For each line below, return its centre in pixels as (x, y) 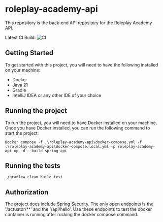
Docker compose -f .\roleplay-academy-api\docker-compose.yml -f (73, 142)
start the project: (22, 133)
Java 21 (20, 85)
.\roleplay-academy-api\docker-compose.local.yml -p (60, 146)
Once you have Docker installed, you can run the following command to (78, 128)
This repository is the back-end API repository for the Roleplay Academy (79, 23)
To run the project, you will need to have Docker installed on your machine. (81, 123)
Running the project (36, 111)
